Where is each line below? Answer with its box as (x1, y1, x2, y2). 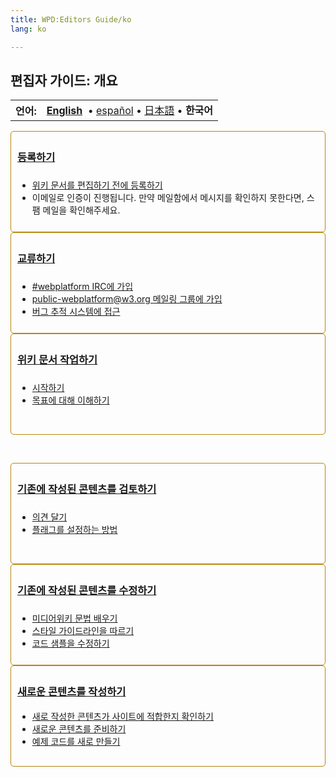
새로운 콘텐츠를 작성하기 (17, 685, 127, 699)
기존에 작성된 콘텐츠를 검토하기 (17, 482, 157, 496)
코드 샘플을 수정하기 (31, 637, 110, 649)
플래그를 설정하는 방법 (31, 523, 118, 535)
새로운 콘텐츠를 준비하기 (31, 722, 127, 735)
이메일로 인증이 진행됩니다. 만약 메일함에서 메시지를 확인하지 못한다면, (31, 191, 305, 203)
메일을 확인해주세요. (42, 204, 121, 216)
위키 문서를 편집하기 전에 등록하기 (31, 179, 163, 191)
